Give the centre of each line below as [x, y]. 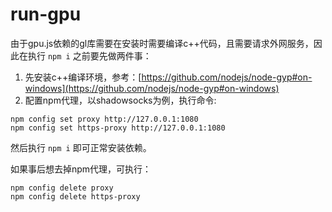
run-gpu [46, 14]
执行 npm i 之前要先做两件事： [89, 55]
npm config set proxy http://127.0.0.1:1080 [104, 119]
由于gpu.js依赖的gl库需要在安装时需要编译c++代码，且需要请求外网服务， [162, 43]
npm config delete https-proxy [75, 196]
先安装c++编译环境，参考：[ [83, 77]
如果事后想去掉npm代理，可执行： [81, 169]
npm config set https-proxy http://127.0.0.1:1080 [118, 128]
